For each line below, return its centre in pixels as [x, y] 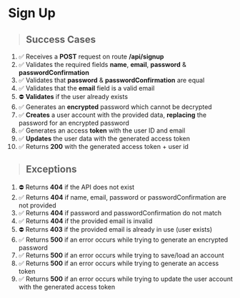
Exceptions [51, 169]
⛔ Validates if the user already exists [73, 97]
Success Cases [61, 40]
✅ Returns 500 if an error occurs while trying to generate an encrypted [123, 240]
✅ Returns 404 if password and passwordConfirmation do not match [120, 212]
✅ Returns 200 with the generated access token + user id [103, 147]
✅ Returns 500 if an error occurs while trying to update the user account [125, 279]
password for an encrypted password [74, 123]
